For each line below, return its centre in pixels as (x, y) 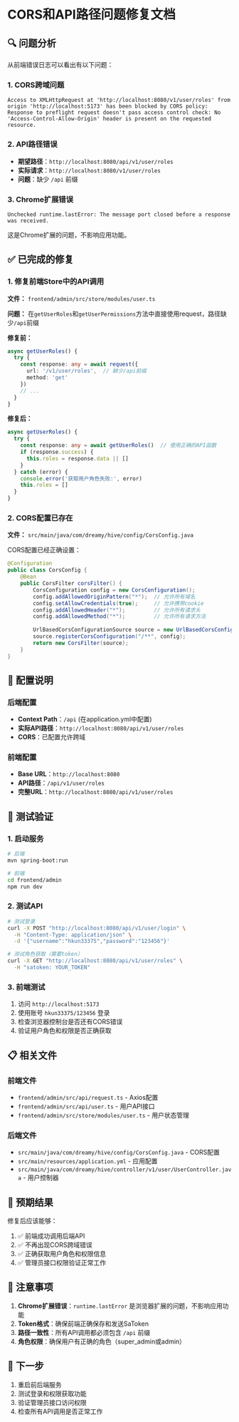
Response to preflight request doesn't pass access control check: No (114, 113)
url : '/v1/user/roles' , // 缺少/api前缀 (86, 371)
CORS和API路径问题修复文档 (91, 15)
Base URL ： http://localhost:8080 (69, 774)
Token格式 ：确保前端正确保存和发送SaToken (83, 1324)
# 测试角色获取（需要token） (45, 954)
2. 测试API (25, 906)
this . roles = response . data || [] (78, 458)
